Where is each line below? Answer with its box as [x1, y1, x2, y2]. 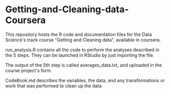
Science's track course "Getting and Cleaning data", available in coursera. [5, 37, 161, 43]
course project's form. [5, 67, 53, 74]
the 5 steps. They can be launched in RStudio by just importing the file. [5, 52, 155, 58]
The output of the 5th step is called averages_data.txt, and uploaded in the [5, 62, 162, 68]
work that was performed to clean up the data [5, 83, 102, 89]
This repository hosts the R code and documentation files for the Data [5, 31, 152, 37]
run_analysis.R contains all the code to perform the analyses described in [5, 46, 160, 53]
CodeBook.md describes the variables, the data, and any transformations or [5, 77, 165, 83]
